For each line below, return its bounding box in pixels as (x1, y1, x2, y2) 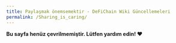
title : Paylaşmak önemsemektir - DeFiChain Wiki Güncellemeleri (6, 8, 171, 15)
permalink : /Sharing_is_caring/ (6, 14, 87, 20)
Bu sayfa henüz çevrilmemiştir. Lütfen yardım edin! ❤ (6, 30, 143, 37)
